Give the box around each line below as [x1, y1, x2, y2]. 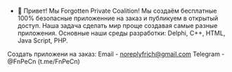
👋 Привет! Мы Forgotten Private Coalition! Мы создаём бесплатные [17, 7, 217, 15]
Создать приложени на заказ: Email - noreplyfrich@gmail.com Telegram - [7, 50, 225, 58]
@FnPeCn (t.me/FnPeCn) [7, 57, 81, 66]
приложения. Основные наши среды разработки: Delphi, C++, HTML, [17, 29, 226, 37]
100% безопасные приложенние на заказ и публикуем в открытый [17, 14, 219, 22]
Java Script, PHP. [17, 36, 68, 45]
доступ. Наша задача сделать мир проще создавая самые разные [17, 22, 218, 29]
